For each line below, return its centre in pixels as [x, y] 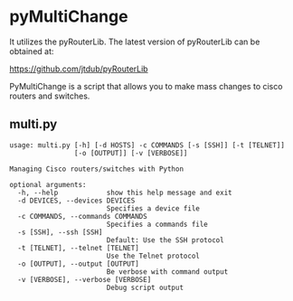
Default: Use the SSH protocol [165, 240]
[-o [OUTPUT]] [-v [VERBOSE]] [131, 153]
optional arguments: [48, 184]
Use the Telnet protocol [153, 256]
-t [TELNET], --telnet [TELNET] [79, 248]
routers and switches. [50, 96]
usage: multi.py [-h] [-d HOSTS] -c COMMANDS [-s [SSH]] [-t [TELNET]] [147, 145]
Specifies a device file [153, 208]
